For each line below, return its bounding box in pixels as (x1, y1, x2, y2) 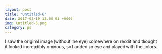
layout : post (5, 7, 32, 12)
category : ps (5, 25, 32, 30)
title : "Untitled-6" (5, 12, 47, 17)
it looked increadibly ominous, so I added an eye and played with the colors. (5, 44, 157, 50)
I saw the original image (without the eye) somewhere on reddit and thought (5, 38, 157, 44)
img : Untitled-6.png (5, 20, 47, 26)
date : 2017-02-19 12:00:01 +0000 (5, 16, 73, 21)
